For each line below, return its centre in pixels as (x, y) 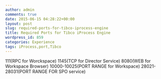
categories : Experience (30, 42)
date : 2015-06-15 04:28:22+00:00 (40, 19)
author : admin (20, 10)
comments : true (21, 14)
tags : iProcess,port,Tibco (33, 47)
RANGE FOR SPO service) (59, 71)
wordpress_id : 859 (24, 38)
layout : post (19, 24)
